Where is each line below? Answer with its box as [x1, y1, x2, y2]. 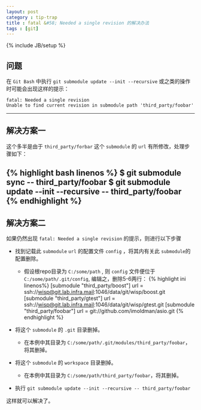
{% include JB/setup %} [6, 42, 66, 49]
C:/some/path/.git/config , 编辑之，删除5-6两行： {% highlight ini [23, 275, 187, 283]
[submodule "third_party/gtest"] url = [23, 294, 115, 302]
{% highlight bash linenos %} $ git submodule [6, 168, 181, 178]
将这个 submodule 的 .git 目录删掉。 [14, 326, 103, 333]
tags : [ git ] [6, 25, 39, 32]
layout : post [6, 8, 39, 15]
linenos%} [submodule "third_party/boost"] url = [23, 282, 144, 289]
